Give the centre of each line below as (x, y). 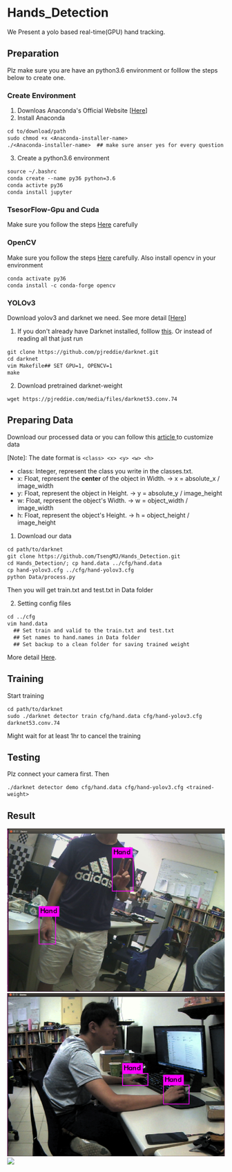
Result (21, 816)
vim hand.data (28, 623)
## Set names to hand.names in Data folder (77, 637)
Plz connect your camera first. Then (58, 774)
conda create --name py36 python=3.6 (61, 179)
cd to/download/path (37, 132)
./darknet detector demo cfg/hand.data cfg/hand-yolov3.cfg (96, 788)
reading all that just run (50, 338)
